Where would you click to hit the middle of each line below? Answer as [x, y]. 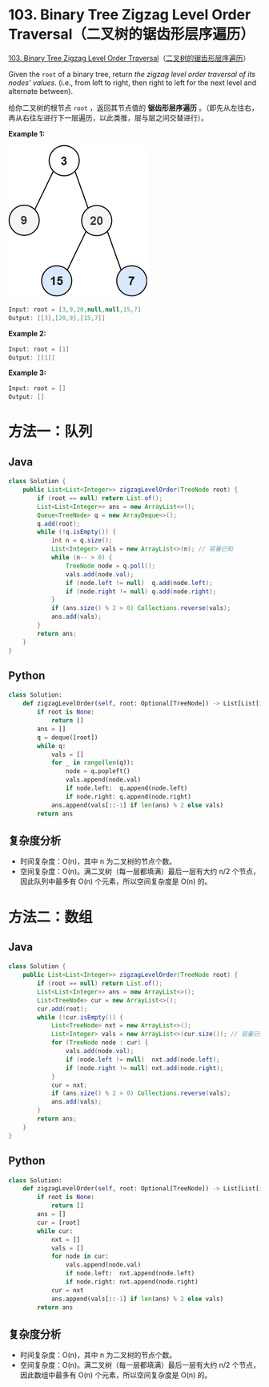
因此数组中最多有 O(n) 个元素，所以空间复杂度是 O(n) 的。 [116, 1375]
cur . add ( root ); [62, 1009]
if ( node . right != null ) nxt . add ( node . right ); [145, 1068]
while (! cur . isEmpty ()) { [80, 1017]
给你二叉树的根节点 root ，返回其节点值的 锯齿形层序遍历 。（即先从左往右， [133, 108]
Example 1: [27, 133]
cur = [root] [59, 1222]
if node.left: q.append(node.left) [126, 788]
